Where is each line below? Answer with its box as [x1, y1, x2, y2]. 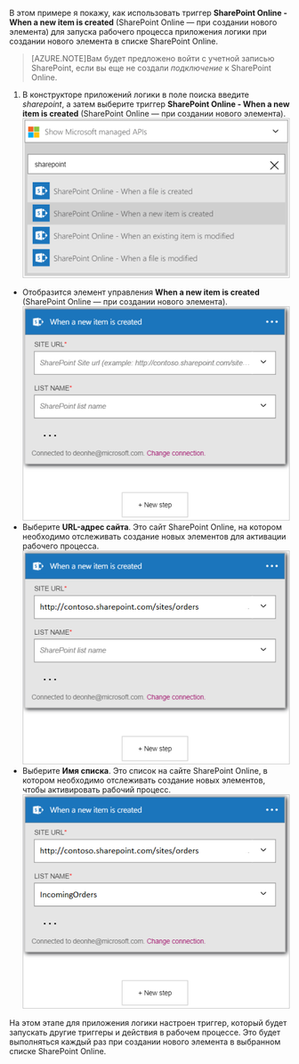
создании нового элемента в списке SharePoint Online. [9, 36, 219, 46]
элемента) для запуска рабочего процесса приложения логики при [9, 27, 267, 37]
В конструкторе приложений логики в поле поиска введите [21, 89, 249, 100]
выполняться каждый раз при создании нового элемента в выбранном [9, 1036, 281, 1047]
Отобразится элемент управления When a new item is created [21, 287, 260, 297]
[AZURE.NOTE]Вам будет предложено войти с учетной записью [30, 53, 275, 63]
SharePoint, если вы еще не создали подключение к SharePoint [30, 62, 271, 73]
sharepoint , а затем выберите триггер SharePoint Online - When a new [21, 99, 290, 110]
